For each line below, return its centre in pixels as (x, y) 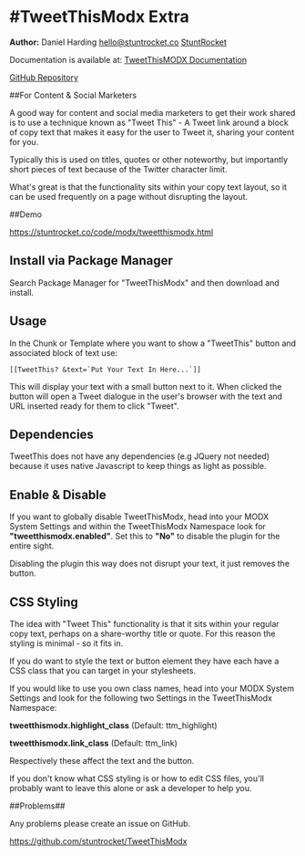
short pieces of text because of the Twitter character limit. (118, 169)
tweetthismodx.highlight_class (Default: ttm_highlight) (113, 726)
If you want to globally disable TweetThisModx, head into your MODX (139, 517)
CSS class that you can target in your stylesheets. (103, 671)
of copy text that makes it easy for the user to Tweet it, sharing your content (152, 132)
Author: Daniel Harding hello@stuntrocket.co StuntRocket (118, 42)
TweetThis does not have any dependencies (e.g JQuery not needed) (140, 456)
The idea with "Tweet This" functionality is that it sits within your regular (144, 624)
